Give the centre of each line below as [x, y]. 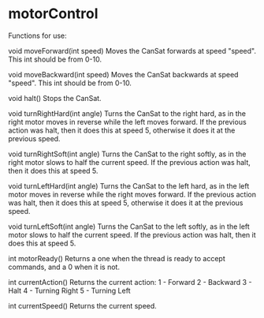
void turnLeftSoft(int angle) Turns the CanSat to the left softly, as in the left [129, 226]
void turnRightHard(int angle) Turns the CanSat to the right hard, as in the [127, 113]
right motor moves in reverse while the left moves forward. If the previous [127, 122]
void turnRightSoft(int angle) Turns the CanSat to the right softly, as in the [127, 154]
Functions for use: [37, 36]
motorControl [53, 14]
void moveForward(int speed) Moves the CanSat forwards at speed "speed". [132, 51]
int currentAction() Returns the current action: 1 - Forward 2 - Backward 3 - [130, 282]
